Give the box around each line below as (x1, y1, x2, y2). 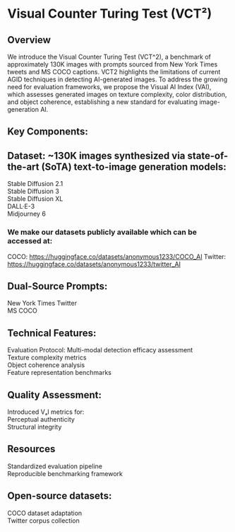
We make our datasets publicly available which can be (7, 227, 198, 237)
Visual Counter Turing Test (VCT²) (7, 6, 212, 22)
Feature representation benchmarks (7, 369, 112, 377)
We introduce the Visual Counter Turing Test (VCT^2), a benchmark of (7, 52, 212, 61)
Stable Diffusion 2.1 (7, 180, 64, 188)
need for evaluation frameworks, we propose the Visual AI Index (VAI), (7, 83, 212, 91)
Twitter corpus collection (7, 516, 80, 525)
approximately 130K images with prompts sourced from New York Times (7, 60, 218, 69)
